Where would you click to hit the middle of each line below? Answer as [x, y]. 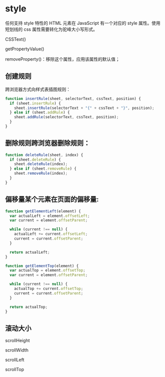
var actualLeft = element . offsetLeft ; [50, 216]
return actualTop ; [29, 307]
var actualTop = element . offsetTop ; [47, 271]
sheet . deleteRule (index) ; [41, 164]
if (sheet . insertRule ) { [35, 103]
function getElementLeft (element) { [43, 211]
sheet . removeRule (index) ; [41, 174]
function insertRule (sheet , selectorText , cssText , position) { [73, 98]
